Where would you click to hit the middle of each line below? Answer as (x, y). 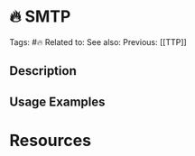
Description (43, 71)
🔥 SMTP (40, 17)
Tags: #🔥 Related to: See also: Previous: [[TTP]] (98, 41)
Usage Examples (57, 101)
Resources (51, 140)
